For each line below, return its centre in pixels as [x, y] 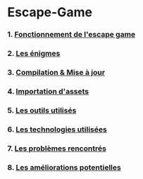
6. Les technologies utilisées [57, 129]
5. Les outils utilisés [42, 110]
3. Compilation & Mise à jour [56, 72]
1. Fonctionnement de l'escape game [71, 35]
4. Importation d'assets [48, 91]
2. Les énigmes [34, 54]
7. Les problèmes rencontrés [57, 148]
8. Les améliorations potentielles [64, 167]
